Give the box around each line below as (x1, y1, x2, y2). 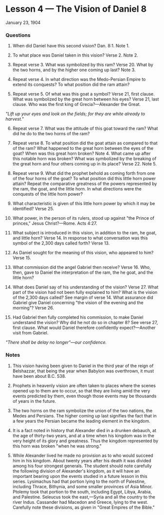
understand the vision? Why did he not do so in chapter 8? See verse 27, (12, 320, 158, 326)
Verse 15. (12, 255, 31, 261)
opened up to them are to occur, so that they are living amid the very (12, 388, 150, 393)
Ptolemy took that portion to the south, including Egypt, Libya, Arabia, (12, 489, 152, 494)
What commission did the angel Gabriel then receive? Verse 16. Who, (12, 265, 151, 270)
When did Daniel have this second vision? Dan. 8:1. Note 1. (12, 43, 130, 49)
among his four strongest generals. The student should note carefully (12, 463, 152, 469)
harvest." (5, 116, 24, 122)
